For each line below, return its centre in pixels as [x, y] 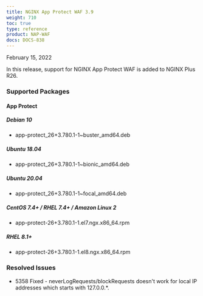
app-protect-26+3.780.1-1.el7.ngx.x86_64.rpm [72, 223]
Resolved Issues [31, 268]
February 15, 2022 [29, 57]
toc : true [19, 23]
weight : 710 [21, 18]
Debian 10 [19, 120]
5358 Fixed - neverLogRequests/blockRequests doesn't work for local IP [106, 281]
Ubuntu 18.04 [24, 149]
